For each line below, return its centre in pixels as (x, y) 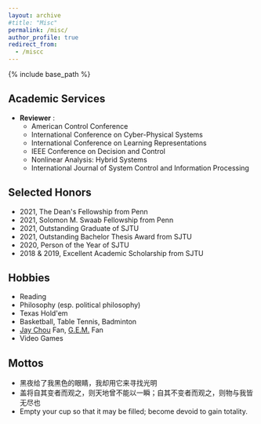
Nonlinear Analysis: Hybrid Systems (89, 159)
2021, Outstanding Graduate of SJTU (79, 228)
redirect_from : (33, 45)
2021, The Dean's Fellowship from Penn (84, 211)
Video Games (42, 338)
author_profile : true (43, 37)
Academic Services (57, 99)
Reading (33, 297)
